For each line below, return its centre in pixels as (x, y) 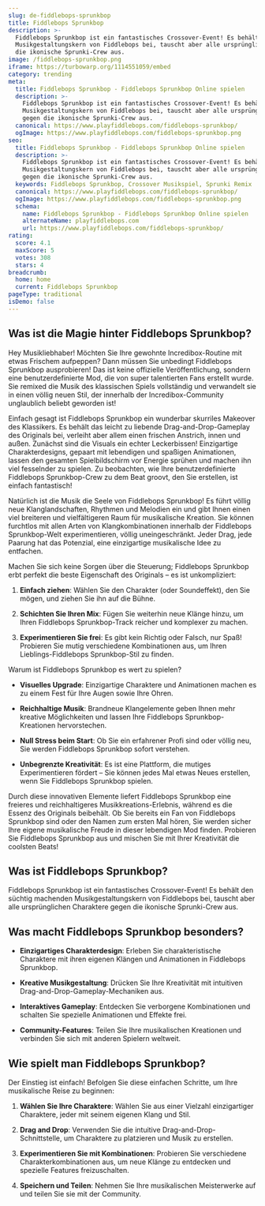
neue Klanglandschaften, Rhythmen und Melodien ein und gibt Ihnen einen (129, 509)
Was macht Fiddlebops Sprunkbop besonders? (126, 932)
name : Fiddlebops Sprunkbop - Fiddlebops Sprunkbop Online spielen (135, 214)
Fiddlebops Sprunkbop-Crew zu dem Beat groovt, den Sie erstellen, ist (123, 477)
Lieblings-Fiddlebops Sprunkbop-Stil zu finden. (97, 654)
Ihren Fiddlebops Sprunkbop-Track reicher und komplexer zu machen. (134, 622)
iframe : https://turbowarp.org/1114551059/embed (90, 67)
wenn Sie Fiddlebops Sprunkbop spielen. (86, 781)
